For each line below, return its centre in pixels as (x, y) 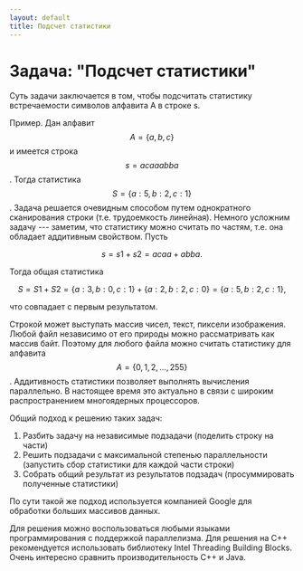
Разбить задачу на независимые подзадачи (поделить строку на (148, 436)
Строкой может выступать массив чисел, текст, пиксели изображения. (148, 324)
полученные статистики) (71, 484)
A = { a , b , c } (152, 138)
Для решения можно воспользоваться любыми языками (120, 528)
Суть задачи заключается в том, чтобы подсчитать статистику (131, 96)
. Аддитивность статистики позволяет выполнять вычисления (130, 382)
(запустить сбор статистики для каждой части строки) (128, 465)
